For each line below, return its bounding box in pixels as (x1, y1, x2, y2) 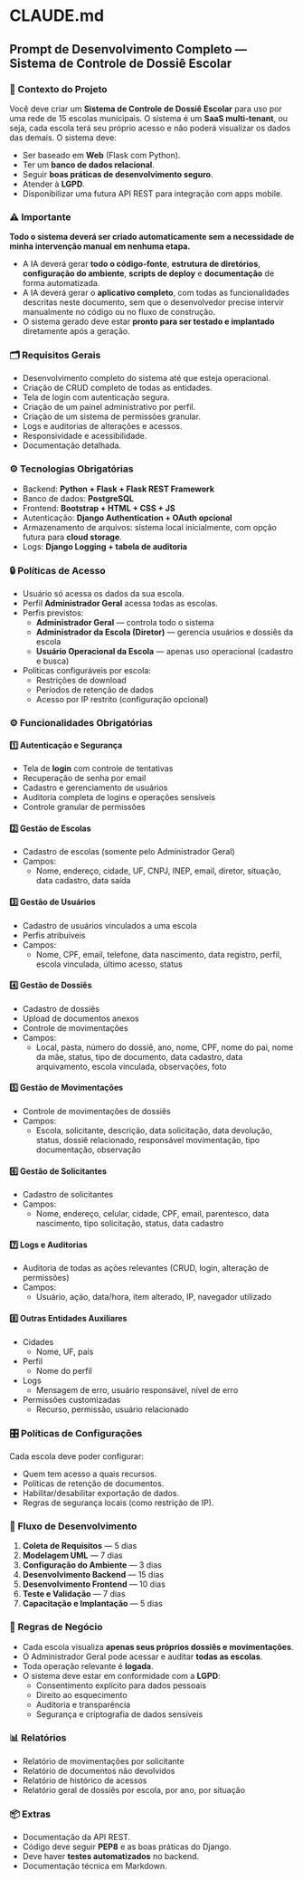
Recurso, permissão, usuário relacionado (35, 1404, 190, 1415)
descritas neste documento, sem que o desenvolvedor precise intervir (22, 297, 285, 308)
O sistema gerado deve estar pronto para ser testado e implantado (22, 316, 275, 327)
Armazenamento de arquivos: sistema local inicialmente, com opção (22, 521, 278, 532)
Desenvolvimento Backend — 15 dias (22, 1570, 165, 1580)
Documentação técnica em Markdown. (22, 1861, 167, 1872)
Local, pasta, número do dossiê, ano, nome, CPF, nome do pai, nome (35, 1042, 294, 1053)
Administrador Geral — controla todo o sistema (35, 617, 214, 628)
